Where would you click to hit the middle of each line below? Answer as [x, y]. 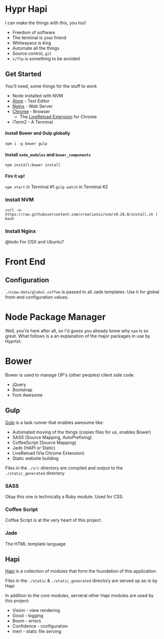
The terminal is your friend [39, 38]
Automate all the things [36, 48]
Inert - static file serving [37, 632]
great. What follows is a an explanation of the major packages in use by [78, 336]
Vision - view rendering [36, 610]
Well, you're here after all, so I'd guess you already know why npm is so [77, 331]
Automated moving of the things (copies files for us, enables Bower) [82, 432]
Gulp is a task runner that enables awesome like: [54, 422]
